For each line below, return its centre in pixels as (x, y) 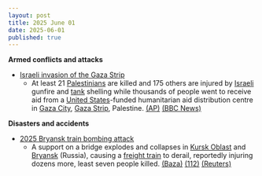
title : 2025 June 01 (42, 23)
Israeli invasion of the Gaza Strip (72, 75)
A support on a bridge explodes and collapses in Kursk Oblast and (138, 147)
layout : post (30, 15)
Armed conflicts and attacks (56, 60)
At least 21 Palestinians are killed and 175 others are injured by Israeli (142, 83)
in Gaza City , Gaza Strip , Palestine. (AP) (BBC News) (116, 108)
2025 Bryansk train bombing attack (77, 139)
